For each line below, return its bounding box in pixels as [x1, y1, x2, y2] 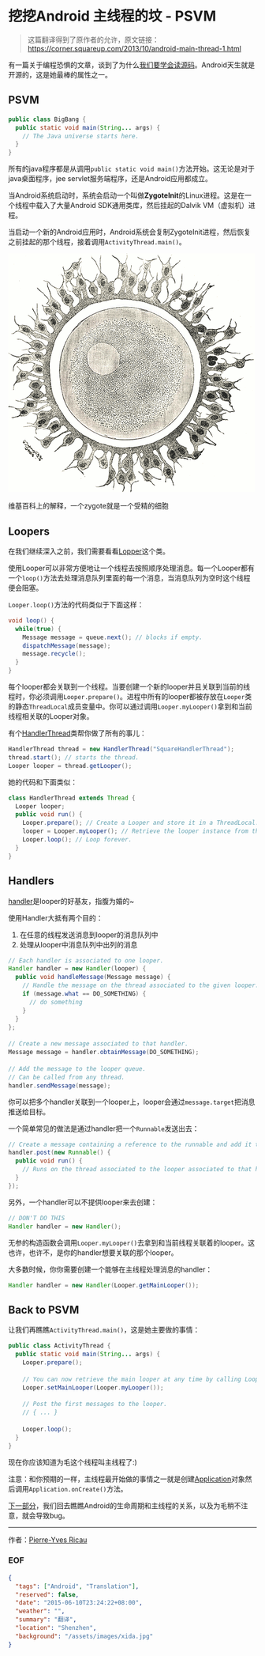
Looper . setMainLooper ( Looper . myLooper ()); [22, 1383, 164, 1392]
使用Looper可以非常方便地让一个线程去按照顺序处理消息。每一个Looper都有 [8, 563, 255, 573]
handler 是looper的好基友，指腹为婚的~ [8, 896, 135, 906]
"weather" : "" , [15, 1607, 65, 1616]
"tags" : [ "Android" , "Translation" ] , [15, 1582, 140, 1590]
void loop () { [8, 616, 55, 625]
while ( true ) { [15, 625, 62, 633]
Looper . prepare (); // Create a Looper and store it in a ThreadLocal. [22, 819, 259, 827]
